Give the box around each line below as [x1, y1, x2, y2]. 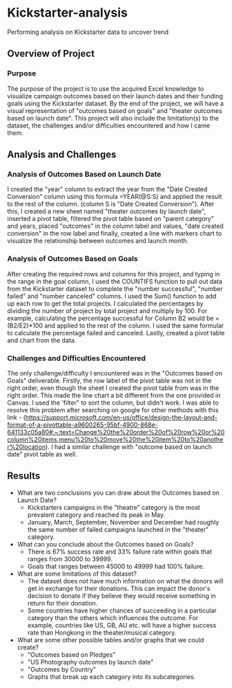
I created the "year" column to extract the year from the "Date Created [7, 185, 208, 193]
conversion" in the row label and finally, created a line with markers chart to [7, 229, 222, 238]
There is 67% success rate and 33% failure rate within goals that [27, 547, 213, 556]
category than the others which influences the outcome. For [27, 613, 199, 621]
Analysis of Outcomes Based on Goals [7, 254, 138, 264]
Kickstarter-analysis [7, 5, 128, 21]
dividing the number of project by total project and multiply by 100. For [7, 306, 208, 315]
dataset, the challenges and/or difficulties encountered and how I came [7, 121, 211, 130]
